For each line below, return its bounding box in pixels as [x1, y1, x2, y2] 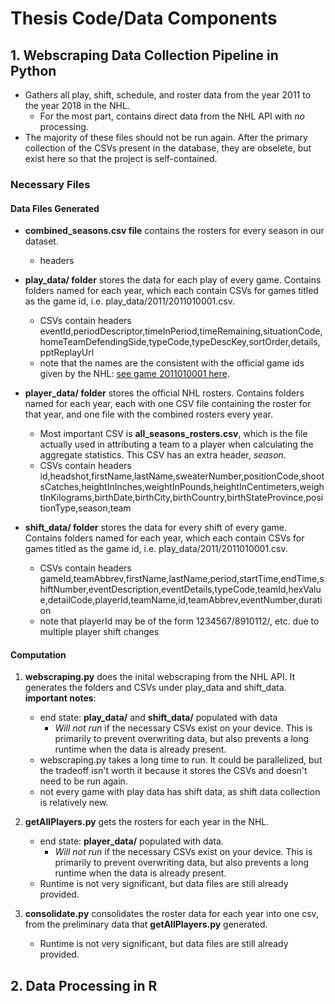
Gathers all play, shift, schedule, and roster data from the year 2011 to [24, 89, 312, 101]
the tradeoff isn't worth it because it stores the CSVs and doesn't [39, 765, 308, 777]
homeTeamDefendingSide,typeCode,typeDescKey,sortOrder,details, [39, 336, 321, 348]
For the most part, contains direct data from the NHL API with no [39, 110, 305, 122]
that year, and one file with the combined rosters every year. [24, 408, 273, 421]
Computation [10, 648, 67, 661]
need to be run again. [39, 775, 128, 787]
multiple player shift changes [39, 626, 160, 638]
